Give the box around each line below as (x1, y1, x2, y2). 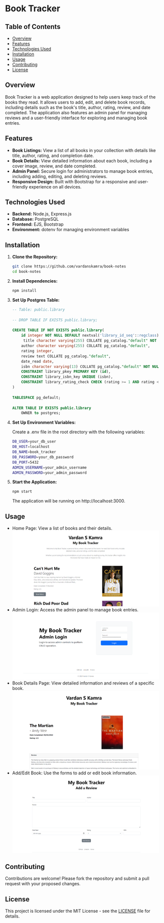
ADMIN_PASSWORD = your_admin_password (12, 470, 87, 475)
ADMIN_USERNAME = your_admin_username (12, 465, 87, 470)
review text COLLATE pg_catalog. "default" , (21, 354, 111, 359)
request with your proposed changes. (5, 881, 81, 887)
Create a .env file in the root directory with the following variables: (12, 429, 145, 435)
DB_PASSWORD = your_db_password (12, 454, 74, 459)
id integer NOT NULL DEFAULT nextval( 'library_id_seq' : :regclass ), (21, 333, 161, 338)
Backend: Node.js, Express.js (12, 211, 72, 217)
